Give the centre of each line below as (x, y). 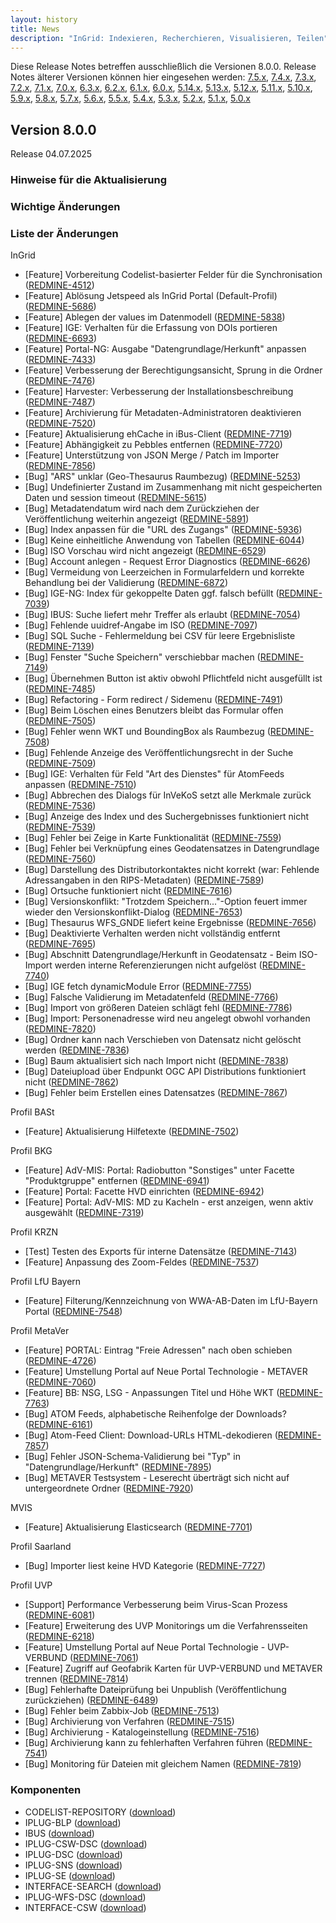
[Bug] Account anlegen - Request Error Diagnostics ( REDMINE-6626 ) (167, 562)
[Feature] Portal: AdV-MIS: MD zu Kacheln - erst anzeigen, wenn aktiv (169, 1202)
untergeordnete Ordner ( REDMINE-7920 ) (109, 1488)
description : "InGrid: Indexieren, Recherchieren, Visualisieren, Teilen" (169, 38)
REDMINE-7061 (105, 1658)
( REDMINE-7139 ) (59, 647)
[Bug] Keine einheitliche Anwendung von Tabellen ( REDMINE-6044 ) (164, 540)
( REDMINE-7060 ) (60, 1382)
